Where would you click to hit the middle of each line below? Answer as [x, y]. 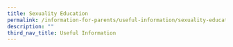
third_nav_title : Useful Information [62, 33]
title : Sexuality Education [48, 13]
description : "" [31, 26]
